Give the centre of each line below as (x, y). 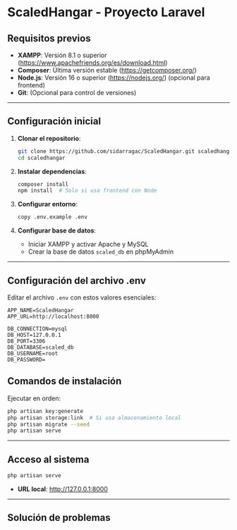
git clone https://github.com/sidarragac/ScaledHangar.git (106, 151)
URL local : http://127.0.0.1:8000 (62, 489)
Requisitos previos (49, 38)
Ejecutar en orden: (34, 398)
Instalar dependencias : (52, 171)
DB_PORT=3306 (26, 341)
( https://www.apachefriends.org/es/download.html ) (92, 63)
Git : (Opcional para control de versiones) (77, 93)
